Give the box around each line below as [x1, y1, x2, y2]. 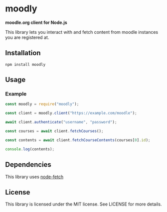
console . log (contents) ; [5, 146, 55, 152]
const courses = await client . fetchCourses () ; [5, 129, 104, 134]
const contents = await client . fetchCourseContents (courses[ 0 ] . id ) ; [5, 137, 151, 142]
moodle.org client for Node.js [5, 19, 67, 25]
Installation [5, 49, 41, 57]
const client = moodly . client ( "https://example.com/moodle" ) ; [5, 110, 137, 116]
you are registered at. [5, 34, 49, 40]
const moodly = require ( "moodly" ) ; [5, 102, 79, 107]
